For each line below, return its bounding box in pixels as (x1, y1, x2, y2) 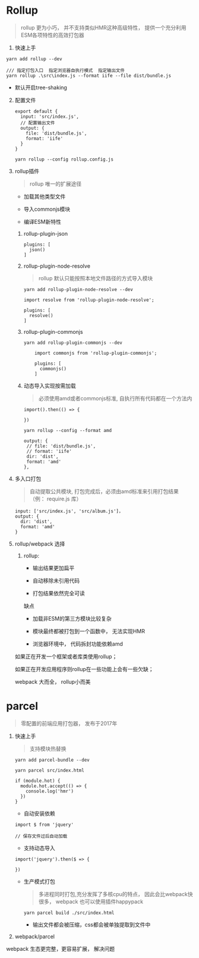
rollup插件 (14, 167, 40, 174)
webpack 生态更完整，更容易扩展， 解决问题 (6, 945, 115, 952)
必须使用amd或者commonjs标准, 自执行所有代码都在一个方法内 (38, 395, 192, 402)
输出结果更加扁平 (32, 564, 75, 571)
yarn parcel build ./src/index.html (23, 910, 115, 916)
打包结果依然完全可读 (32, 590, 85, 597)
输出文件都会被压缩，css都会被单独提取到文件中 (32, 921, 151, 928)
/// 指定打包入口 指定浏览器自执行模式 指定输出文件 (6, 67, 125, 73)
